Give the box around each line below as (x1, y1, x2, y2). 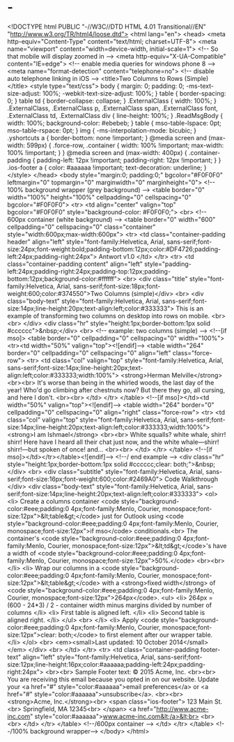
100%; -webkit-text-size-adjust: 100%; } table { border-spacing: (42, 89, 226, 97)
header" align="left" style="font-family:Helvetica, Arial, (7, 237, 166, 246)
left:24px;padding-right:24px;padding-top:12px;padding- (7, 267, 171, 275)
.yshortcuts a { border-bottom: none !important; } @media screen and (7, 133, 208, 142)
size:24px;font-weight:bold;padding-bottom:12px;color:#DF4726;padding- (7, 244, 221, 253)
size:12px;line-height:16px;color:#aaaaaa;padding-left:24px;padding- (7, 660, 206, 669)
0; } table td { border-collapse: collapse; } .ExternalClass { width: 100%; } (7, 96, 217, 105)
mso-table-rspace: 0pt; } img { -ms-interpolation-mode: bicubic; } (7, 126, 197, 135)
